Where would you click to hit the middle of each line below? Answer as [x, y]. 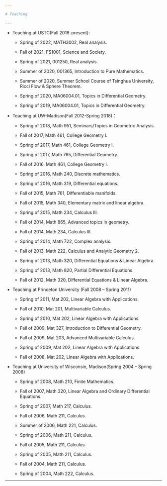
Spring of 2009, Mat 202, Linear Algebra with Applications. [80, 347]
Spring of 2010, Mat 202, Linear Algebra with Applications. [80, 318]
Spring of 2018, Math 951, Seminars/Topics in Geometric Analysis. [87, 125]
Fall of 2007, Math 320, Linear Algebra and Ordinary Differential [85, 391]
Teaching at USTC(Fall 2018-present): [51, 32]
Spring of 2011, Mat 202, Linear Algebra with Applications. [79, 299]
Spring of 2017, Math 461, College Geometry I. [67, 145]
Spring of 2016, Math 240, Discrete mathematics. [70, 174]
